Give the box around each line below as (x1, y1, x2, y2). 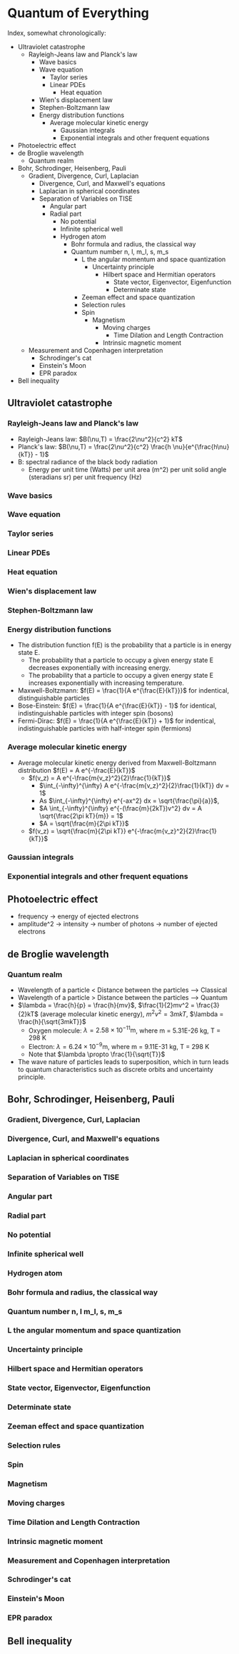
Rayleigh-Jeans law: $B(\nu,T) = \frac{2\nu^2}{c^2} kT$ (17, 434, 183, 443)
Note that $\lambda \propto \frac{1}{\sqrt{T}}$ (28, 1050, 166, 1058)
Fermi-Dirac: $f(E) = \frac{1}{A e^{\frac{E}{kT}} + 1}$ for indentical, (17, 716, 216, 726)
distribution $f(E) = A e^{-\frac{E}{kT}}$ (17, 766, 136, 774)
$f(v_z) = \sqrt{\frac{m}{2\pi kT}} (28, 826, 126, 835)
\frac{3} (195, 1001, 220, 1010)
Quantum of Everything (7, 5, 150, 21)
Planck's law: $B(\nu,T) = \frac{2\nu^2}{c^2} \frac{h (17, 442, 171, 451)
